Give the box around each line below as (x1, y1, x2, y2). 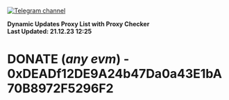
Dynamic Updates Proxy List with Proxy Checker (7, 20, 150, 28)
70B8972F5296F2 (7, 81, 114, 97)
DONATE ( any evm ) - (7, 52, 130, 67)
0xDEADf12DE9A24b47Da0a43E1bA (7, 66, 222, 82)
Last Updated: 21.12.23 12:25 (7, 28, 92, 35)
